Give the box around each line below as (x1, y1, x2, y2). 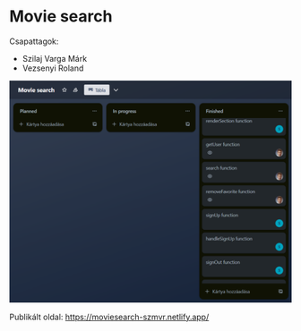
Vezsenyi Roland (21, 63, 84, 73)
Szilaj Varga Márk (21, 53, 88, 64)
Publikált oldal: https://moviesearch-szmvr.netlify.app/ (9, 311, 210, 322)
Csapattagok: (9, 36, 59, 47)
